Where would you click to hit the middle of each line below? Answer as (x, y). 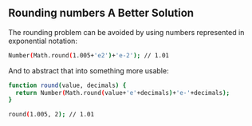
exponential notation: (43, 41)
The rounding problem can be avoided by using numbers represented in (126, 32)
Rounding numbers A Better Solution (101, 13)
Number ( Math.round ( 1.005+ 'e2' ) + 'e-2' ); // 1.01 (89, 55)
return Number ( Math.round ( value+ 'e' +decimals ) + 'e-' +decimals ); (122, 93)
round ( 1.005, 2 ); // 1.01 (51, 115)
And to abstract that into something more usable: (89, 70)
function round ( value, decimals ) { (67, 85)
